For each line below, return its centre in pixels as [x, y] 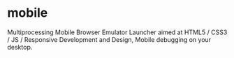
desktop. [20, 47]
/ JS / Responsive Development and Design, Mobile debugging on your [109, 39]
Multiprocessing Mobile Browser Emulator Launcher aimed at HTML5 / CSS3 [117, 32]
